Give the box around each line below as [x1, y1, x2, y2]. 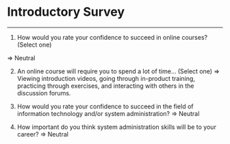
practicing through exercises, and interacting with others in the [16, 82, 194, 90]
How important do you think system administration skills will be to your [16, 123, 217, 131]
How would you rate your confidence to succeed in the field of [16, 102, 194, 110]
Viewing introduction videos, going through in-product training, [16, 74, 195, 82]
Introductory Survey [7, 4, 125, 20]
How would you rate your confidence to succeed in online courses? [16, 33, 207, 41]
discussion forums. [16, 88, 71, 97]
